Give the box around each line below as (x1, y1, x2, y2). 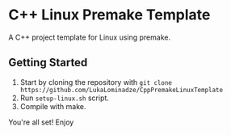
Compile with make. (19, 101, 86, 111)
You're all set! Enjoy (8, 117, 74, 127)
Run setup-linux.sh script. (19, 93, 109, 103)
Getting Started (8, 56, 88, 70)
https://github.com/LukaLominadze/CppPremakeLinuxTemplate (19, 86, 224, 94)
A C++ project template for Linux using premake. (8, 32, 171, 42)
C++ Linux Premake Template (8, 6, 211, 24)
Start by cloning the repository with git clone (19, 77, 172, 86)
